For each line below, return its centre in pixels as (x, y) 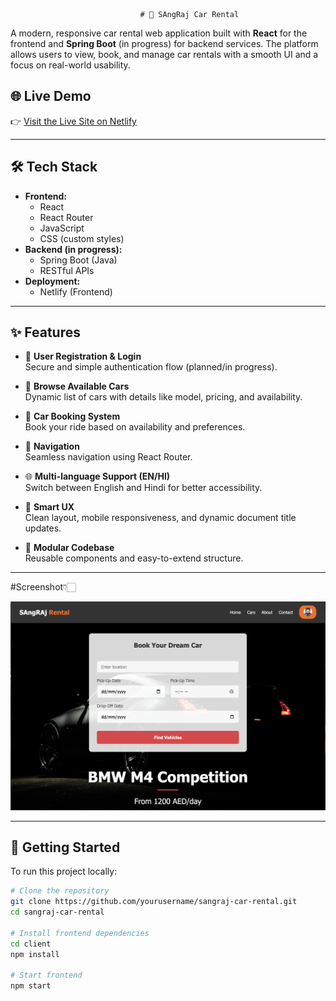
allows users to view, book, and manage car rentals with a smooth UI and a (164, 54)
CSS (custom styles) (82, 238)
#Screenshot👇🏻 (43, 587)
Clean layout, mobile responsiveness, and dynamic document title (160, 518)
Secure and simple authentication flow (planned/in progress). (151, 367)
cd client (31, 944)
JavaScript (62, 228)
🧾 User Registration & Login (83, 356)
